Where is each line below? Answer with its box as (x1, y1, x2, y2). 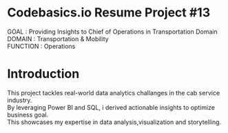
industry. (7, 96, 32, 104)
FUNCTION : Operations (7, 42, 76, 50)
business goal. (7, 110, 49, 119)
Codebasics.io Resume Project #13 (7, 5, 211, 21)
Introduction (7, 66, 80, 82)
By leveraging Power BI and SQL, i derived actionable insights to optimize (7, 103, 216, 111)
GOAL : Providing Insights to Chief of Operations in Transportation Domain (7, 27, 218, 36)
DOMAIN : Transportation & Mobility (7, 34, 109, 43)
